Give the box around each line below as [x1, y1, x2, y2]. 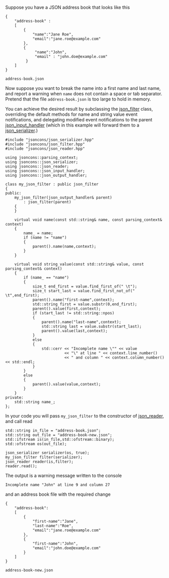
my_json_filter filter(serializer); [5, 455, 83, 460]
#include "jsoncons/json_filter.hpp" [5, 142, 85, 147]
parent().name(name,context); [32, 244, 96, 249]
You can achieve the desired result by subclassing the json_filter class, [5, 106, 153, 112]
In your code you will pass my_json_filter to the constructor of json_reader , [5, 413, 164, 419]
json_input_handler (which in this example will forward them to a [5, 122, 140, 128]
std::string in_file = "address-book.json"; [5, 428, 101, 433]
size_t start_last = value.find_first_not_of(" [32, 288, 136, 294]
